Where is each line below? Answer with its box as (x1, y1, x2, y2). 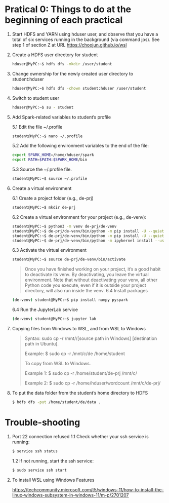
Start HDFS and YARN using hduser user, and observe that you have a (12, 31, 158, 37)
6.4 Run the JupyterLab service (12, 306, 78, 313)
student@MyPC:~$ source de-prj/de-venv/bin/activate (12, 257, 126, 262)
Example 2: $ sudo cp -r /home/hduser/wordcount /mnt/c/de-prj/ (24, 380, 161, 386)
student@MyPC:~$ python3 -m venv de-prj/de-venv (12, 224, 117, 229)
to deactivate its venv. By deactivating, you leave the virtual (24, 272, 149, 278)
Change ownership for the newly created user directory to (12, 70, 134, 76)
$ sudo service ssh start (12, 468, 67, 473)
